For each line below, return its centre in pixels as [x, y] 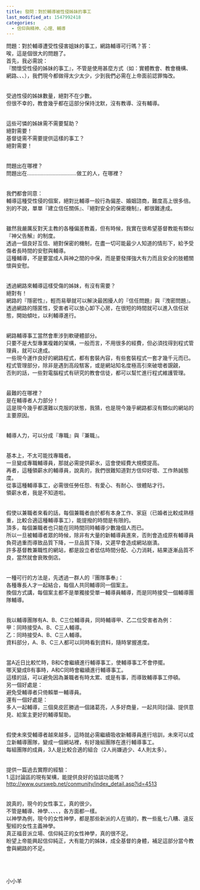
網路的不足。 [32, 848]
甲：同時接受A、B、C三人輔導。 [46, 628]
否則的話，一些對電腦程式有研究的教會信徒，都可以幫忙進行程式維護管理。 [97, 373]
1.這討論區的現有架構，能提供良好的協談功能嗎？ [65, 777]
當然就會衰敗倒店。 [40, 558]
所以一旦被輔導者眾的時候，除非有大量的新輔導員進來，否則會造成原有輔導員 [100, 535]
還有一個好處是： [27, 700]
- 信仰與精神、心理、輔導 [39, 28]
